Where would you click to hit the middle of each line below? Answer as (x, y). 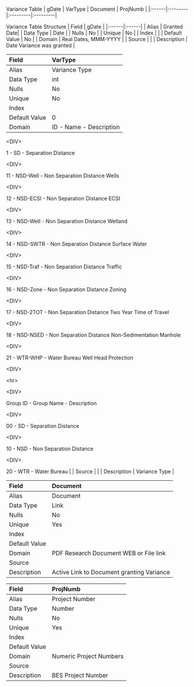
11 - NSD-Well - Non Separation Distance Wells (63, 176)
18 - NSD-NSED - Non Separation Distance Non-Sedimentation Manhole (93, 335)
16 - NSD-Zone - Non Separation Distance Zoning (66, 289)
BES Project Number (80, 675)
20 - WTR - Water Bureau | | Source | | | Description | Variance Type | (90, 472)
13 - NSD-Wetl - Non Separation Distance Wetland (67, 221)
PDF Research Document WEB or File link (109, 553)
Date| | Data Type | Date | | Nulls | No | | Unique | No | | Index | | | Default (94, 33)
